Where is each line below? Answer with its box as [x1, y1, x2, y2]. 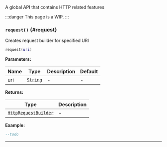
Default [80, 68, 98, 75]
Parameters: [5, 56, 31, 62]
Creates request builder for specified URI [5, 37, 89, 44]
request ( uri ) [5, 47, 32, 52]
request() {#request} [5, 26, 57, 33]
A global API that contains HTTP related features [5, 4, 104, 10]
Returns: [5, 89, 24, 95]
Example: [5, 122, 25, 129]
